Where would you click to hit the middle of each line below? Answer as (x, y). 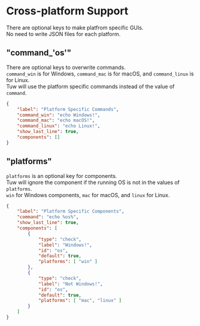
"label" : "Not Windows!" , (70, 284)
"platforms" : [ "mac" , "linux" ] (80, 301)
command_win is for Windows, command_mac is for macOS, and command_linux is (100, 74)
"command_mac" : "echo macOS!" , (56, 120)
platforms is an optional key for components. (62, 176)
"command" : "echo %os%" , (48, 217)
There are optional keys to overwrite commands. (66, 67)
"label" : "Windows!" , (65, 245)
